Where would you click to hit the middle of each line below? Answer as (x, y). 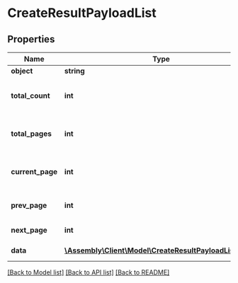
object (22, 71)
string (74, 71)
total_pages (31, 134)
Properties (31, 39)
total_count (30, 96)
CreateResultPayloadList (82, 13)
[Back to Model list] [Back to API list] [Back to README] (89, 272)
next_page (29, 230)
